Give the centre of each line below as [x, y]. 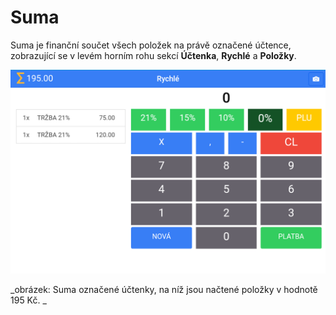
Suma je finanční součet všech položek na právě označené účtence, [151, 45]
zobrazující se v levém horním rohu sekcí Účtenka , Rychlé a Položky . [153, 55]
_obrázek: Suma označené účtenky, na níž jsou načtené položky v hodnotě [164, 289]
